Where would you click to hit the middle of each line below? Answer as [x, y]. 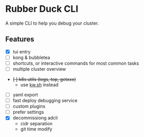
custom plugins [29, 106]
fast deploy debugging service [45, 101]
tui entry [22, 51]
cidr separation [36, 124]
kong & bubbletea [31, 57]
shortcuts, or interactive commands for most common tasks [76, 63]
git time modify [36, 129]
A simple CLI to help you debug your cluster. [52, 23]
